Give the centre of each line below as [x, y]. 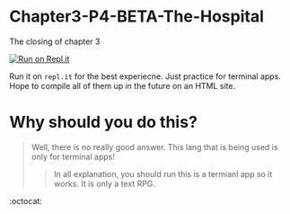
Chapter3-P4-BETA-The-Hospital [137, 17]
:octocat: [26, 201]
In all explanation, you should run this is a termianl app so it [163, 174]
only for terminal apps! [73, 156]
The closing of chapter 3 [55, 41]
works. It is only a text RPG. [104, 183]
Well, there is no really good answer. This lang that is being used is [154, 147]
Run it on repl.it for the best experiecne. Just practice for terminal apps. [145, 76]
